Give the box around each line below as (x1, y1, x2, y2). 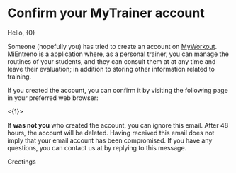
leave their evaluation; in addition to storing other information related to (7, 65, 215, 73)
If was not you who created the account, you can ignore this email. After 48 (7, 121, 229, 129)
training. (7, 72, 32, 81)
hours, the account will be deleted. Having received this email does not (7, 128, 215, 137)
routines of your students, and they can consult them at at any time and (7, 57, 216, 65)
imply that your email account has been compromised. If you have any (7, 136, 213, 145)
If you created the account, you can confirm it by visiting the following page (7, 86, 228, 94)
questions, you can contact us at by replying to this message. (7, 143, 187, 152)
